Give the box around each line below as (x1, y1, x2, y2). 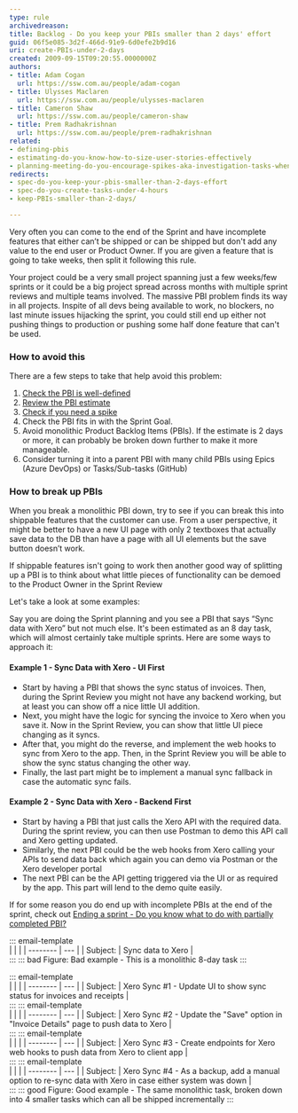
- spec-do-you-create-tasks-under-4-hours (9, 186, 169, 195)
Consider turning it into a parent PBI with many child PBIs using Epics (21, 454, 275, 465)
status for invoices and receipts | (9, 990, 129, 1000)
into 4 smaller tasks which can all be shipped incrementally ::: (9, 1093, 234, 1104)
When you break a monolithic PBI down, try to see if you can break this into (9, 506, 285, 516)
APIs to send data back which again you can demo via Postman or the (21, 853, 278, 865)
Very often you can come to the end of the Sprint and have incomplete (9, 226, 267, 237)
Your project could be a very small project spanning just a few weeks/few (9, 271, 278, 282)
